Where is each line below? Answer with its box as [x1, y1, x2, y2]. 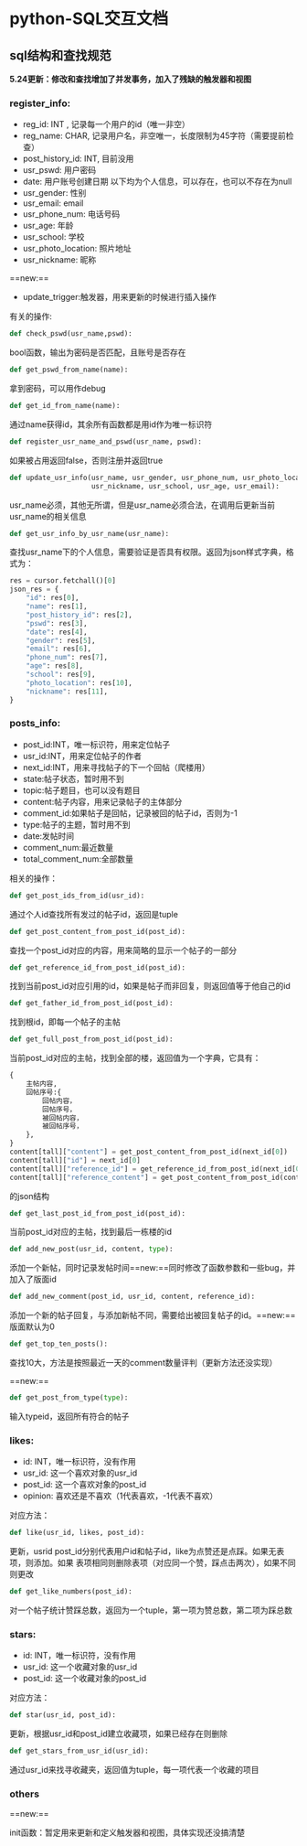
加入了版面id [9, 1273, 57, 1285]
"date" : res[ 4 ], [26, 628, 89, 637]
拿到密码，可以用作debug [9, 383, 107, 394]
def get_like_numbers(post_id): [9, 1587, 132, 1596]
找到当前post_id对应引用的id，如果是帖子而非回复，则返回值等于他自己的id [9, 981, 291, 992]
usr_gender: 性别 [22, 188, 87, 199]
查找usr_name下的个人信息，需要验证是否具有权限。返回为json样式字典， [9, 546, 286, 558]
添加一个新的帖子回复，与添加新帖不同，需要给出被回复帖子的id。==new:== [9, 1310, 296, 1321]
